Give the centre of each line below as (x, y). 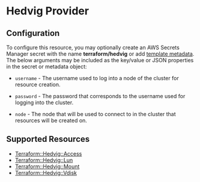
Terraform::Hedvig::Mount (47, 166)
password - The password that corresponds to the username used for (100, 96)
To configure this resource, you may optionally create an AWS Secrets (93, 47)
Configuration (33, 33)
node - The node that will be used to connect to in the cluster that (95, 114)
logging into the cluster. (44, 102)
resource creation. (38, 84)
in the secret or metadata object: (47, 66)
